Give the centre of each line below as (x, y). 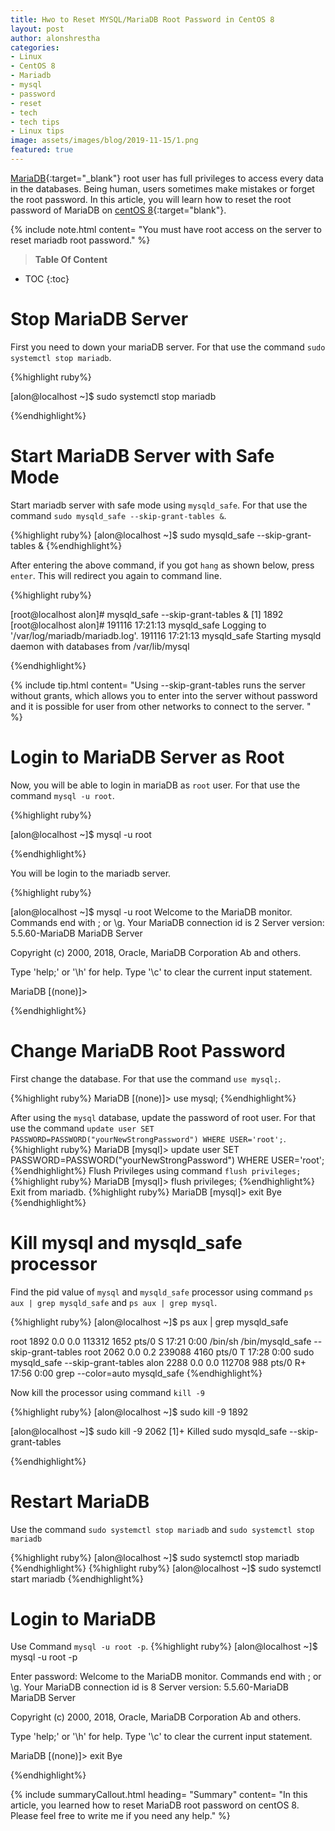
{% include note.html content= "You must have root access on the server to (166, 229)
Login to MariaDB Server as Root (147, 757)
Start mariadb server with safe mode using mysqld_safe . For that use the (159, 505)
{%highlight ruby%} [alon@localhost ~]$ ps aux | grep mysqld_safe (149, 1322)
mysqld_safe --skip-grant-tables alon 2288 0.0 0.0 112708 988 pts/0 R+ (158, 1362)
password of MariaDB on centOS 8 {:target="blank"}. (118, 210)
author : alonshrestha (55, 38)
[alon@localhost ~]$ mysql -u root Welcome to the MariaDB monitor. (151, 912)
